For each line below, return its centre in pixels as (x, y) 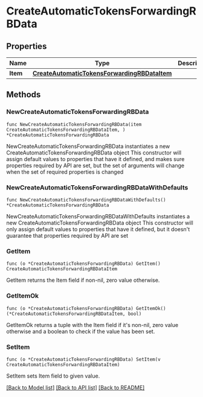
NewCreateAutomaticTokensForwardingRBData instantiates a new (88, 146)
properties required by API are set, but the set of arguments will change (95, 165)
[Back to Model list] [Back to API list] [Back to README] (76, 387)
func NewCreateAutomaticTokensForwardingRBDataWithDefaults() (86, 200)
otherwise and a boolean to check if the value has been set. (81, 331)
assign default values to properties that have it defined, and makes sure (95, 159)
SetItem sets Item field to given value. (53, 376)
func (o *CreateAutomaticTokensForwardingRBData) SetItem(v (84, 359)
